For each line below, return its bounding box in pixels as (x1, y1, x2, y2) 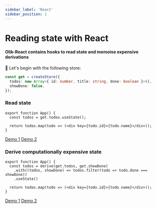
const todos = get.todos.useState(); (9, 115, 87, 120)
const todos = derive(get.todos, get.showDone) (9, 164, 109, 169)
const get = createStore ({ (5, 74, 60, 79)
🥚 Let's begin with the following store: (5, 65, 82, 71)
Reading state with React (5, 33, 109, 44)
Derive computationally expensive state (5, 148, 102, 155)
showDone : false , (9, 83, 45, 88)
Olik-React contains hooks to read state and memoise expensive (5, 49, 138, 55)
